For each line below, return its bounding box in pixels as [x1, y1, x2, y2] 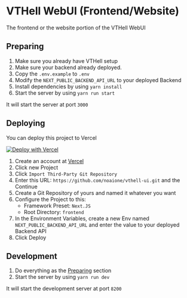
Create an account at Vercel [14, 157, 84, 164]
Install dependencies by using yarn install [14, 83, 122, 90]
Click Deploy [14, 234, 47, 241]
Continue [14, 183, 38, 190]
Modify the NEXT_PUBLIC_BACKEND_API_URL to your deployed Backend [14, 76, 182, 83]
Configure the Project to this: [14, 195, 87, 203]
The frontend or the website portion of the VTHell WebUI [6, 24, 146, 31]
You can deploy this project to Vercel [6, 134, 97, 142]
